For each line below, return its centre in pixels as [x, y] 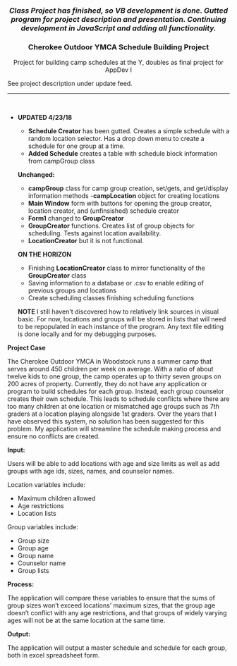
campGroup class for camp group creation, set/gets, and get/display [128, 188]
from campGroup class [61, 161]
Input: [16, 450]
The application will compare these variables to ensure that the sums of [111, 598]
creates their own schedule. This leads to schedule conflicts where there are [119, 399]
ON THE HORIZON [44, 254]
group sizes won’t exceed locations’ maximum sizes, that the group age [111, 605]
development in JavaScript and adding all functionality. [119, 28]
